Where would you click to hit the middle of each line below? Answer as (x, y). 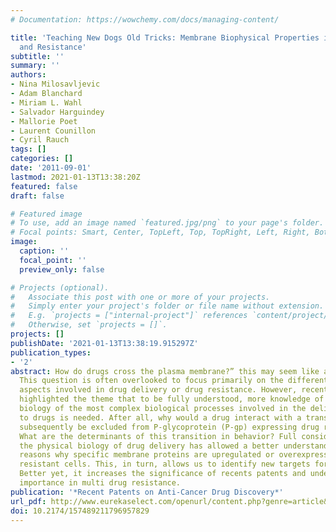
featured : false (44, 186)
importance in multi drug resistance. (100, 483)
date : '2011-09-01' (51, 168)
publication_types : (51, 352)
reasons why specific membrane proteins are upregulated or (147, 455)
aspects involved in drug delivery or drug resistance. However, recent (174, 390)
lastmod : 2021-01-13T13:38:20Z (75, 177)
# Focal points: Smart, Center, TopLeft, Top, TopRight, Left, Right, (160, 232)
